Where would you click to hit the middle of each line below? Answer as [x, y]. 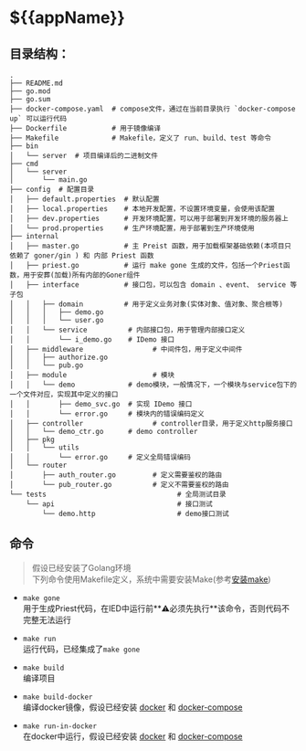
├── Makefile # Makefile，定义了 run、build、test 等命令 [140, 138]
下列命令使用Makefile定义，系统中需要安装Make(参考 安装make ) [151, 579]
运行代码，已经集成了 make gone [81, 649]
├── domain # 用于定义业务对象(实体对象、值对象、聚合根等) [163, 304]
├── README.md [37, 83]
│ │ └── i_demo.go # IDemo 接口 [92, 340]
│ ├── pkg [32, 439]
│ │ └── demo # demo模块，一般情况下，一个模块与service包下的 [153, 385]
